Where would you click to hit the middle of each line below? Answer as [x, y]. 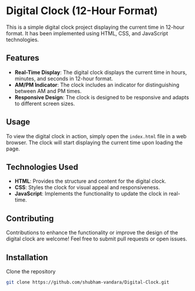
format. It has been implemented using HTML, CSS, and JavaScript [87, 33]
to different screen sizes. [45, 103]
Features [23, 58]
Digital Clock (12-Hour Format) [82, 11]
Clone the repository [31, 271]
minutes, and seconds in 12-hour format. [64, 78]
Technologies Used [42, 167]
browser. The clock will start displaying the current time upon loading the [95, 142]
